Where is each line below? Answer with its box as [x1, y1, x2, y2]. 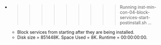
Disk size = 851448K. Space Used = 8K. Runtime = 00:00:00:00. [17, 34, 148, 40]
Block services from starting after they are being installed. [17, 29, 134, 35]
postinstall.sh [119, 20, 147, 25]
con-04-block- [119, 9, 150, 15]
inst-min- [137, 4, 157, 10]
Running [119, 4, 137, 10]
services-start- [119, 15, 151, 20]
